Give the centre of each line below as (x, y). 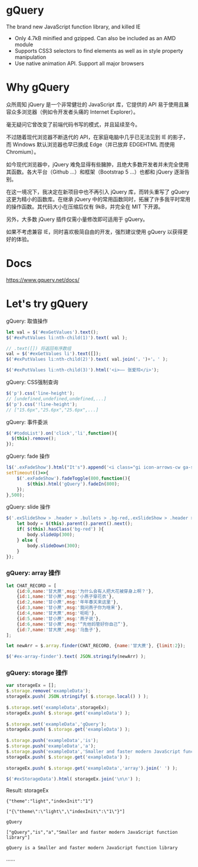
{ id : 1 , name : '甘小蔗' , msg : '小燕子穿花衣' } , (66, 597)
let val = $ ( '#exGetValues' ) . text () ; (52, 332)
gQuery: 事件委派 (27, 422)
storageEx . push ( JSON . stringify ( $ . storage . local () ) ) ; (77, 696)
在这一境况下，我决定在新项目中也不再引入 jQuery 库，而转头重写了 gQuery (98, 192)
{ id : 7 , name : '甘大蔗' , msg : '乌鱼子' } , (59, 630)
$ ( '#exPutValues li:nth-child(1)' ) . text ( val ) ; (67, 338)
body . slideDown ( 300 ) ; (54, 545)
